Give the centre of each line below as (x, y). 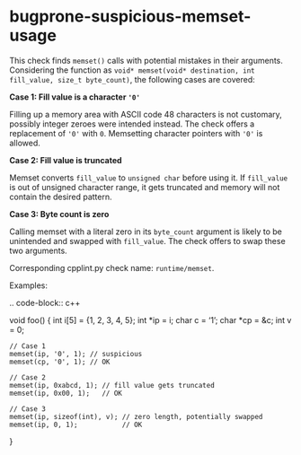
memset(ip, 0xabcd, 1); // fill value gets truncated (112, 385)
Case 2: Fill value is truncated (66, 160)
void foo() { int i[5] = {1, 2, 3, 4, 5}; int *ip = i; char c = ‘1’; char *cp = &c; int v (150, 319)
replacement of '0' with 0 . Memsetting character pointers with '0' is (136, 133)
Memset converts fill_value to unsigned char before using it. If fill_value (149, 178)
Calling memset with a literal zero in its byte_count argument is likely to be (146, 232)
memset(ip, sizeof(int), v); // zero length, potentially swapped (136, 416)
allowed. (25, 143)
